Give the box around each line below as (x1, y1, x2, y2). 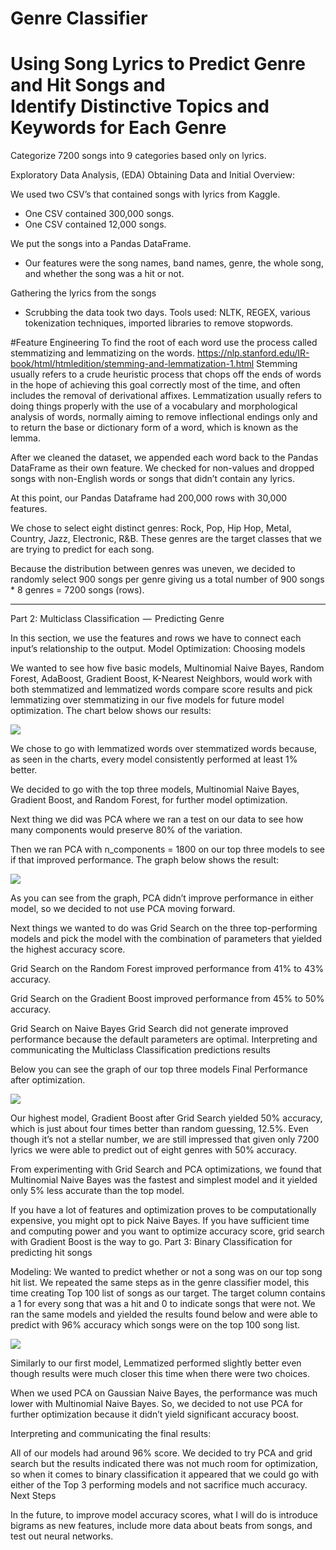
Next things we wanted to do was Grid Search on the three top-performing (10, 922, 318, 934)
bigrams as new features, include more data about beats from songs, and (10, 1520, 313, 1532)
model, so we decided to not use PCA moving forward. (10, 903, 236, 915)
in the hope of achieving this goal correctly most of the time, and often (10, 379, 301, 391)
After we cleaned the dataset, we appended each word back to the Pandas (10, 452, 319, 464)
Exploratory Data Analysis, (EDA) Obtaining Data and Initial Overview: (10, 169, 296, 181)
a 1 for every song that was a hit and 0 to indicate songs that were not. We (10, 1298, 316, 1310)
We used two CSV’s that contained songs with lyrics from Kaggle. (10, 188, 281, 201)
